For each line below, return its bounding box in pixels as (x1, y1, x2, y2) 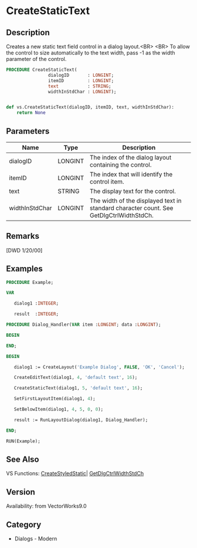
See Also (6, 454, 39, 464)
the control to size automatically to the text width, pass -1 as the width (6, 49, 175, 56)
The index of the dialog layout (90, 153, 172, 161)
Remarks (6, 231, 40, 241)
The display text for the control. (90, 187, 176, 195)
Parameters (6, 126, 50, 136)
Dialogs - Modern (14, 535, 57, 542)
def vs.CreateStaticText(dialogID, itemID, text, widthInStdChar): (6, 104, 175, 110)
